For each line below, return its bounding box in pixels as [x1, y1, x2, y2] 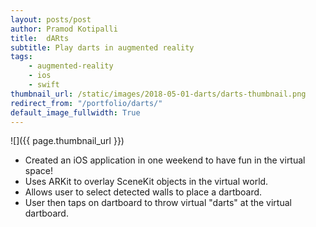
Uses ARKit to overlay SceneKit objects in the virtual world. [24, 176, 269, 188]
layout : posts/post [10, 14, 92, 25]
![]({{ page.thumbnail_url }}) [10, 135, 125, 147]
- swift [28, 80, 60, 90]
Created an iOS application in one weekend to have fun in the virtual [24, 154, 306, 166]
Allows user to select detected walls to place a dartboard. [24, 186, 263, 198]
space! [24, 165, 53, 177]
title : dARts [10, 33, 70, 43]
